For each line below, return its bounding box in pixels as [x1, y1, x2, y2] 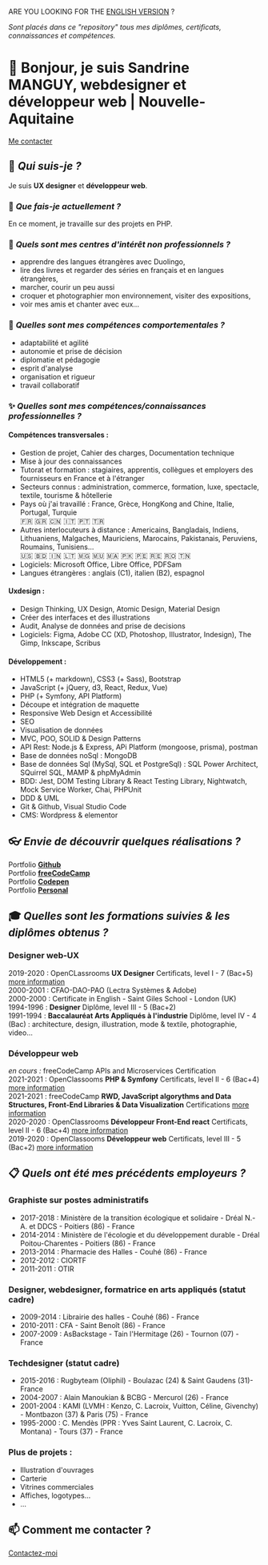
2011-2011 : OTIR [19, 1264, 74, 1274]
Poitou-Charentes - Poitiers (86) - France [19, 1238, 156, 1248]
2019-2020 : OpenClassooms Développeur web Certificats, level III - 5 [8, 1134, 242, 1143]
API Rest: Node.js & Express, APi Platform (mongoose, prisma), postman [19, 742, 258, 752]
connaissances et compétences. [8, 31, 116, 40]
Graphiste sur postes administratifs [8, 1194, 150, 1206]
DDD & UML [19, 793, 60, 803]
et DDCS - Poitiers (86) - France [29, 1221, 135, 1231]
